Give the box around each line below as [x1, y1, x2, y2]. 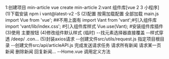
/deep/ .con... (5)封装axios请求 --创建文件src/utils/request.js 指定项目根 [11, 36, 160, 42]
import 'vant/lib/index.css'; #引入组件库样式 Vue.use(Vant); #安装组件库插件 [5, 23, 163, 29]
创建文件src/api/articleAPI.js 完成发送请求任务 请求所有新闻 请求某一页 [15, 42, 161, 48]
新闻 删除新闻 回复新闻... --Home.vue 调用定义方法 [5, 48, 111, 54]
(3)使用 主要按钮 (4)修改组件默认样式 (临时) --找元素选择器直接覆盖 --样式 [5, 30, 159, 35]
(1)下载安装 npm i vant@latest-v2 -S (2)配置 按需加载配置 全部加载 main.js [5, 11, 159, 17]
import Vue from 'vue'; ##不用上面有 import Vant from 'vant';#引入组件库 [5, 17, 157, 23]
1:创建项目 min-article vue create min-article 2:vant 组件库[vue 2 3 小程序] [5, 5, 159, 10]
